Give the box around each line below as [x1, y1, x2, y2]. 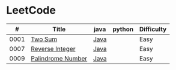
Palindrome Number [31, 54, 88, 62]
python [112, 25, 134, 33]
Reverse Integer [31, 44, 76, 53]
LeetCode [6, 4, 56, 17]
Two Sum [31, 35, 58, 43]
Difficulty [139, 25, 167, 33]
